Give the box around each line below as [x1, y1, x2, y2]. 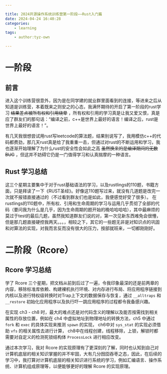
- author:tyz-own [14, 35, 50, 40]
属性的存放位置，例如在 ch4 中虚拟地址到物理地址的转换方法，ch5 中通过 [5, 315, 155, 321]
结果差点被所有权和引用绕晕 [10, 110, 68, 116]
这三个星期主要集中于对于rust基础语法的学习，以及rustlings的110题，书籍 [5, 182, 155, 187]
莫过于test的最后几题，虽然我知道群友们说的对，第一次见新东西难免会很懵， [5, 212, 161, 219]
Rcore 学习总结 [5, 266, 52, 274]
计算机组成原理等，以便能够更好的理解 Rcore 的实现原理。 [13, 363, 133, 369]
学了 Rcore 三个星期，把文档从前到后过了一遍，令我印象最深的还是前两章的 [5, 280, 159, 286]
